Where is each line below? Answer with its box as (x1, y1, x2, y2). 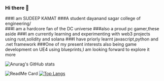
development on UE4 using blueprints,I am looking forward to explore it (5, 46, 150, 53)
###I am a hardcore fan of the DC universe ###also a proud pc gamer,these (5, 26, 160, 32)
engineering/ (5, 20, 31, 26)
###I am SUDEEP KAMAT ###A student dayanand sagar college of (5, 16, 141, 21)
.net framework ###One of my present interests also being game (5, 41, 137, 47)
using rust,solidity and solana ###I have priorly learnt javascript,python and (5, 36, 159, 42)
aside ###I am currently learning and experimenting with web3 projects (5, 31, 150, 37)
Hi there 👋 (5, 4, 30, 11)
